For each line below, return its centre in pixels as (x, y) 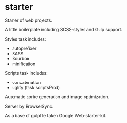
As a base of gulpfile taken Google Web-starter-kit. (56, 115)
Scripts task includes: (27, 73)
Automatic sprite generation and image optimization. (57, 97)
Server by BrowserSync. (29, 106)
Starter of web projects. (28, 20)
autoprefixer (24, 48)
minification (24, 64)
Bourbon (21, 58)
